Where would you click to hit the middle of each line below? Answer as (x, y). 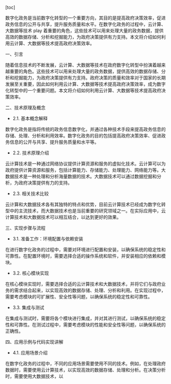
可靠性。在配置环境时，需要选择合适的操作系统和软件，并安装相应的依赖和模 (85, 256)
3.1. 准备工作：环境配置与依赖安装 (48, 239)
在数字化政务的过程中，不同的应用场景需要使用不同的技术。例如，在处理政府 (85, 363)
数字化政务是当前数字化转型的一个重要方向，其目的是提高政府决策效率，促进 (85, 18)
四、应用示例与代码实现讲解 (34, 342)
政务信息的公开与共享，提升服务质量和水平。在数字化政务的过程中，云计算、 (85, 24)
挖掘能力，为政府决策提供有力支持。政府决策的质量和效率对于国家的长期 (90, 78)
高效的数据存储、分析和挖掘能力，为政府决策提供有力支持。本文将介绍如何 (83, 37)
